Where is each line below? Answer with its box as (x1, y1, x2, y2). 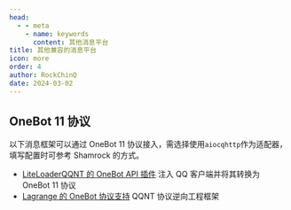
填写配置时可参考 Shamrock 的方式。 (9, 150, 145, 160)
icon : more (9, 54, 50, 63)
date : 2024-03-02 (9, 79, 74, 88)
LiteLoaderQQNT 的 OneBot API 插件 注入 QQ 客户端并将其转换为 (21, 169, 260, 180)
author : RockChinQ (9, 71, 77, 80)
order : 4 (9, 63, 42, 72)
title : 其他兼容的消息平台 (9, 46, 98, 55)
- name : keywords (25, 29, 90, 38)
